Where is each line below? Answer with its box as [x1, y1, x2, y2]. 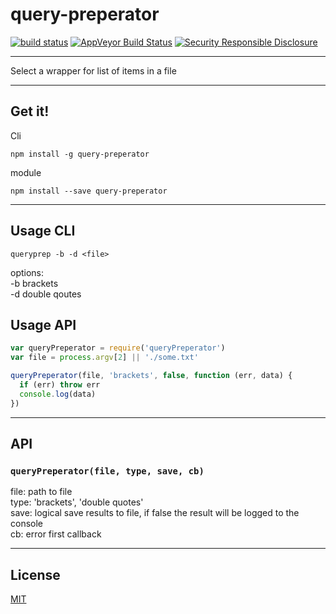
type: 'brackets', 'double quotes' [10, 496, 144, 508]
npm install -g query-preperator [10, 149, 150, 159]
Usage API [10, 316, 77, 333]
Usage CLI [10, 223, 76, 240]
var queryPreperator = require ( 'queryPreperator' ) [10, 343, 226, 353]
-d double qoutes [10, 288, 82, 300]
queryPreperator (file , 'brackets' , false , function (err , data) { [10, 371, 293, 381]
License [10, 566, 61, 583]
